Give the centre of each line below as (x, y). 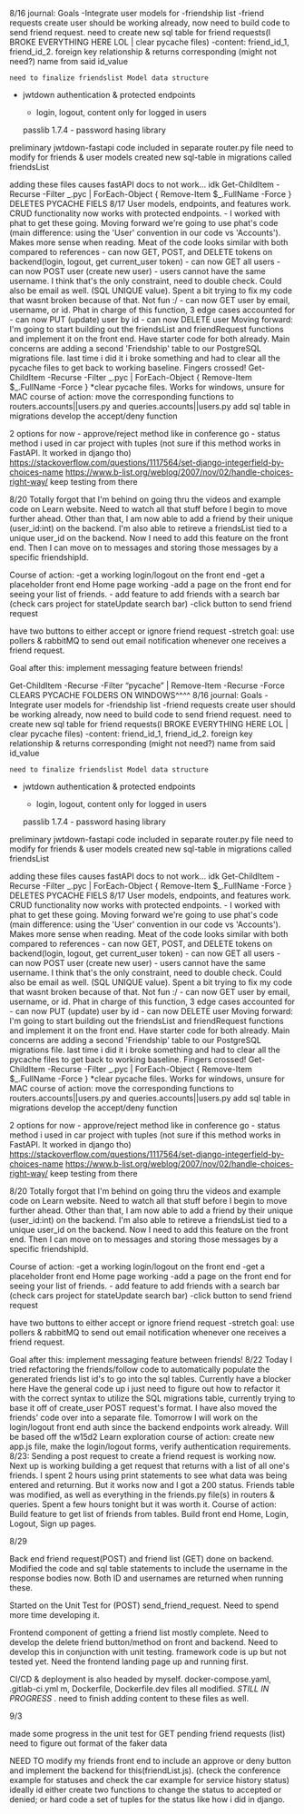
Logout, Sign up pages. (53, 1523)
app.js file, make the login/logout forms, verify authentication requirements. (151, 1446)
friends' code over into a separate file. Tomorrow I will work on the (134, 1417)
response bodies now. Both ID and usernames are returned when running (147, 1578)
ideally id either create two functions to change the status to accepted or (146, 1789)
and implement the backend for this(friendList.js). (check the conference (145, 1770)
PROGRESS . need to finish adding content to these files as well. (129, 1698)
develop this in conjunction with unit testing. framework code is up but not (148, 1652)
